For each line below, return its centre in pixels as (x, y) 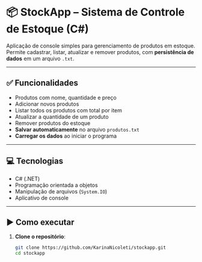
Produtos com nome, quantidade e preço (66, 97)
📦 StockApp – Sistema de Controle (96, 12)
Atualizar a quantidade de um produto (62, 117)
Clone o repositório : (40, 237)
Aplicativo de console (42, 198)
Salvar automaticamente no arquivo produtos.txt (77, 129)
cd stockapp (30, 254)
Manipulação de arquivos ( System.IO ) (61, 191)
